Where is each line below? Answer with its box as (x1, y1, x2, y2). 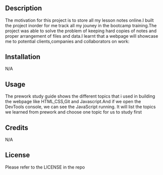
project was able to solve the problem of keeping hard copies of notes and (5, 28, 157, 34)
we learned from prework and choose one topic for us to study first (5, 109, 142, 115)
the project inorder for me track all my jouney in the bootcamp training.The (5, 22, 157, 28)
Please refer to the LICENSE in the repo (5, 164, 85, 170)
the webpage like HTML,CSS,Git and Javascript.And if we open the (5, 99, 141, 105)
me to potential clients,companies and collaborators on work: (5, 38, 130, 44)
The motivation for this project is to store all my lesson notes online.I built (5, 17, 154, 23)
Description (5, 4, 42, 12)
